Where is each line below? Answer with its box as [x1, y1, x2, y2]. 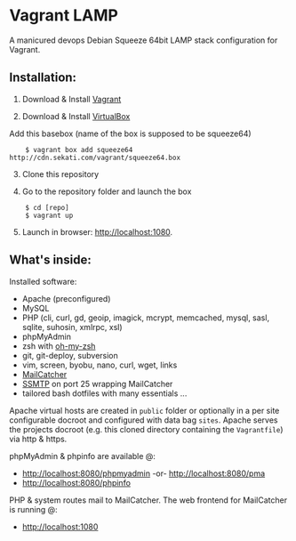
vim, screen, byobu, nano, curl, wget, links [21, 359, 178, 370]
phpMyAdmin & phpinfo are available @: [9, 450, 156, 461]
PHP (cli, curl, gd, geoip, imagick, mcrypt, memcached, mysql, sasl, [21, 312, 269, 323]
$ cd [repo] [25, 203, 69, 212]
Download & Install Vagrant [21, 93, 122, 104]
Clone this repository [21, 168, 100, 179]
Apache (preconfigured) [21, 293, 111, 303]
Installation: [9, 70, 77, 85]
